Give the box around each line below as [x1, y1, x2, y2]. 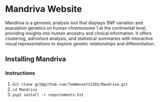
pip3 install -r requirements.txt [12, 92, 84, 97]
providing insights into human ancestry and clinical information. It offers [5, 30, 152, 36]
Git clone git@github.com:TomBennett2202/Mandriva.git [12, 82, 128, 87]
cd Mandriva [12, 87, 37, 92]
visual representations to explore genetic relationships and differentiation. [5, 40, 156, 46]
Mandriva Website [5, 3, 82, 15]
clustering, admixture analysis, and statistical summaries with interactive [5, 35, 154, 41]
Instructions [5, 70, 36, 77]
